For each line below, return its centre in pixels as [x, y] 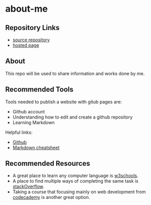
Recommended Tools [39, 90]
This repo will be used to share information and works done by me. [75, 73]
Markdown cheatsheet [36, 148]
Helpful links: [19, 132]
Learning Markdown [33, 122]
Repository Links [32, 28]
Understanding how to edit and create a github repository [72, 117]
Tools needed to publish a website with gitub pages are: [64, 102]
